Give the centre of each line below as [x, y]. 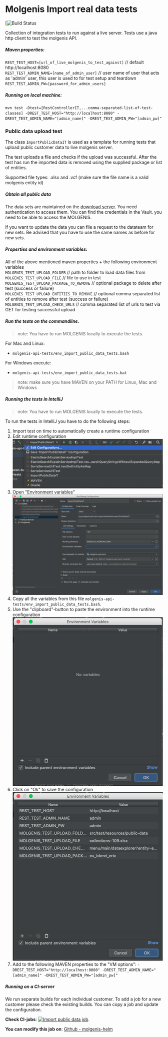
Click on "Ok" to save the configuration [53, 789]
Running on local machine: [34, 95]
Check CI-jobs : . [47, 1019]
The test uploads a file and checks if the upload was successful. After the [81, 157]
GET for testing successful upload [40, 310]
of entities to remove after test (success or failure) [57, 299]
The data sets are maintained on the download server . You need [71, 207]
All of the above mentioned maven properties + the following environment [81, 262]
